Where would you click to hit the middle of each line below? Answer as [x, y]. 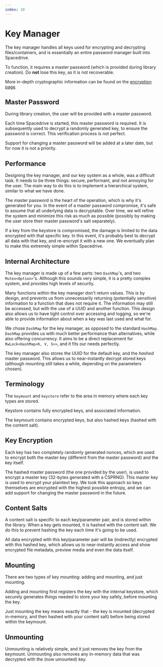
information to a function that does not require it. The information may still [79, 303]
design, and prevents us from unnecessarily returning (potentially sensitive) [81, 298]
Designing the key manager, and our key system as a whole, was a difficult [80, 176]
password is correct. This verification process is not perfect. [66, 134]
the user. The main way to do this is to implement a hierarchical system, [77, 186]
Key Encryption [29, 441]
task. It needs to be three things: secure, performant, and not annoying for [80, 180]
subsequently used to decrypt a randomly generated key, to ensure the [76, 128]
